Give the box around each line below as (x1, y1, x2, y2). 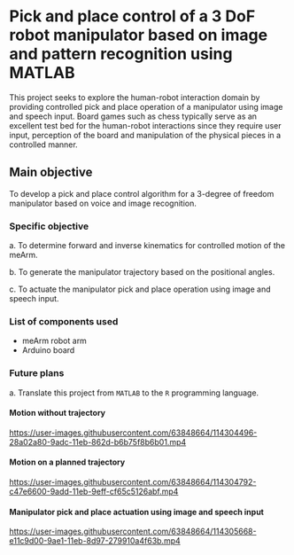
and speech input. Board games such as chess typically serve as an (9, 111, 258, 121)
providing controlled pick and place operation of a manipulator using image (9, 101, 283, 112)
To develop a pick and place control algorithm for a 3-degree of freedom (9, 188, 275, 199)
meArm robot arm (21, 335, 87, 347)
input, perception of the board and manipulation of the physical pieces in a (9, 129, 282, 140)
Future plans (9, 367, 65, 379)
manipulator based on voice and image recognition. (9, 198, 197, 208)
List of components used (9, 315, 119, 327)
